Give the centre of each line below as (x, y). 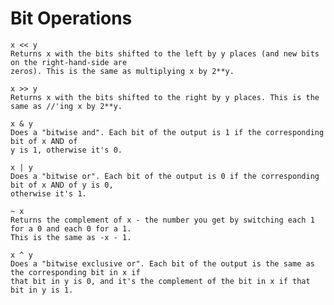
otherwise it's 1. (48, 193)
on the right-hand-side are (69, 62)
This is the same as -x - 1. (71, 237)
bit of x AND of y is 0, (62, 185)
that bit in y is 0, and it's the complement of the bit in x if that (160, 281)
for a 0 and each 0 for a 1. (71, 228)
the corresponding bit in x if (75, 272)
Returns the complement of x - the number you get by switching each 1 (162, 220)
